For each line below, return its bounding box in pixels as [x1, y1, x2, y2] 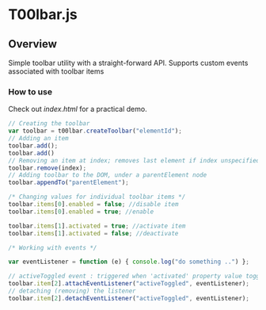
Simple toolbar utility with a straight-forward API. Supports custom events [8, 58, 249, 67]
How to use [8, 86, 53, 97]
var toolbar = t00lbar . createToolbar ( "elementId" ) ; [8, 127, 182, 136]
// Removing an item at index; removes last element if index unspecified [8, 156, 260, 164]
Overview [8, 37, 58, 51]
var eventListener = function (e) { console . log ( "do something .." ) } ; [8, 258, 249, 266]
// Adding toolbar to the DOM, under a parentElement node [8, 171, 207, 179]
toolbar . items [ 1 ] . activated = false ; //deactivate [8, 229, 179, 237]
